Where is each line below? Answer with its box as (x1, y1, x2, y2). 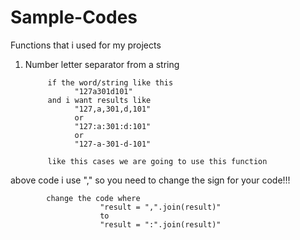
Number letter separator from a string (24, 58, 180, 70)
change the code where (46, 193, 141, 203)
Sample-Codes (10, 6, 138, 29)
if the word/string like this (47, 77, 174, 88)
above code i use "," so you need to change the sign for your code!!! (10, 174, 291, 186)
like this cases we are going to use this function (47, 156, 268, 166)
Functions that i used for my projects (10, 39, 162, 51)
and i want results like (47, 95, 152, 105)
